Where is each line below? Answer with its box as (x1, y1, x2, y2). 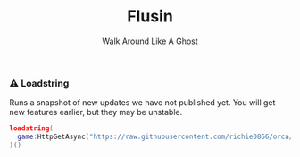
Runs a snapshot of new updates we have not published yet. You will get (9, 97, 276, 108)
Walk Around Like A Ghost (102, 36, 198, 46)
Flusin (126, 6, 174, 27)
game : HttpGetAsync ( (17, 132, 90, 142)
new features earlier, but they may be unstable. (9, 107, 183, 118)
